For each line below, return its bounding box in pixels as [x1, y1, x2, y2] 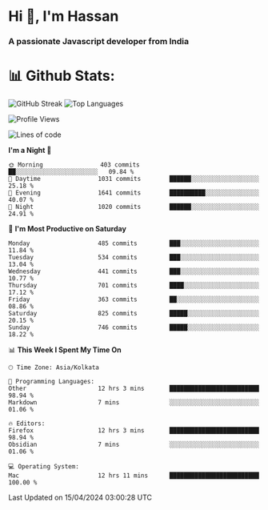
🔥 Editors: [8, 420, 46, 428]
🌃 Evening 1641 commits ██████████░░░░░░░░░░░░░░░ [8, 189, 260, 197]
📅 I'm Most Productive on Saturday [8, 224, 126, 234]
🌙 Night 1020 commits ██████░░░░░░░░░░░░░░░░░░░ [8, 203, 260, 211]
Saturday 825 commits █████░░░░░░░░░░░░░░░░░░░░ [8, 310, 260, 318]
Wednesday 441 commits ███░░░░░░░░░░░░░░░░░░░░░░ [8, 267, 260, 275]
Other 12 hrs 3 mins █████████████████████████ [8, 384, 260, 393]
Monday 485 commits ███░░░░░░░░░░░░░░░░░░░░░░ [8, 239, 260, 247]
